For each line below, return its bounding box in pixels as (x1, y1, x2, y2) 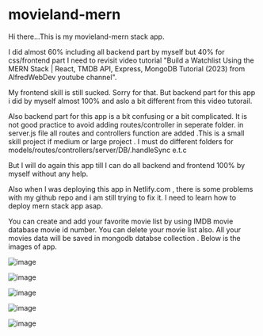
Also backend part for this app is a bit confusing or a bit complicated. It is (8, 111, 248, 120)
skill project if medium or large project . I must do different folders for (8, 136, 234, 146)
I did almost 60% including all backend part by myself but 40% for (8, 47, 225, 56)
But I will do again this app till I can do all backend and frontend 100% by (8, 160, 246, 170)
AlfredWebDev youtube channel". (8, 72, 117, 82)
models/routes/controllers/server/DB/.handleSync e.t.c (8, 145, 188, 155)
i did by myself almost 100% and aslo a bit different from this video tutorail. (8, 96, 253, 105)
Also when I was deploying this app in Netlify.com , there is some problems (8, 184, 253, 193)
